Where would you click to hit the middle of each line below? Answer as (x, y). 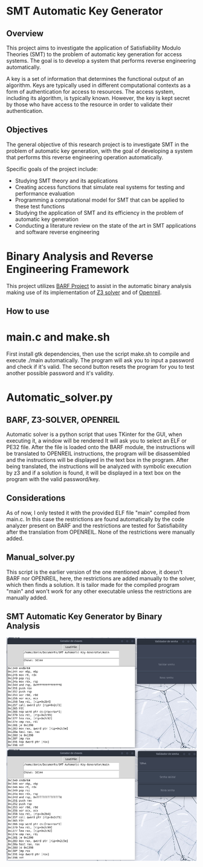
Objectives (27, 130)
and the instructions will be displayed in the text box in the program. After (98, 460)
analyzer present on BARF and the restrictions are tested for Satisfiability (97, 525)
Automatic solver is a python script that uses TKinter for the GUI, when (94, 434)
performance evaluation (45, 193)
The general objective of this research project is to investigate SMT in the (98, 144)
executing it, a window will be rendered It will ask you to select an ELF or (97, 441)
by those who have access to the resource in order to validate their (90, 104)
